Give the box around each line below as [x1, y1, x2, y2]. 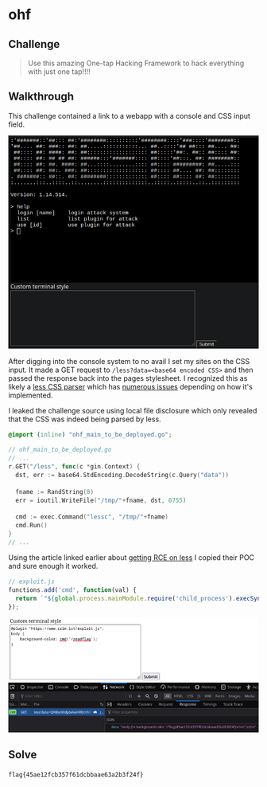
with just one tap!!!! [27, 67, 91, 76]
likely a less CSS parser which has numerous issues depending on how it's [8, 382, 253, 391]
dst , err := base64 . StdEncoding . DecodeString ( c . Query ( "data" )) [15, 472, 229, 480]
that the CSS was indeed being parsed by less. [8, 414, 161, 424]
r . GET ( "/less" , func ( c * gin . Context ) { [8, 463, 141, 471]
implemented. [8, 390, 53, 400]
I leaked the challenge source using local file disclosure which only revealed [8, 405, 257, 415]
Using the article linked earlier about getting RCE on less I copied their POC [8, 552, 255, 562]
